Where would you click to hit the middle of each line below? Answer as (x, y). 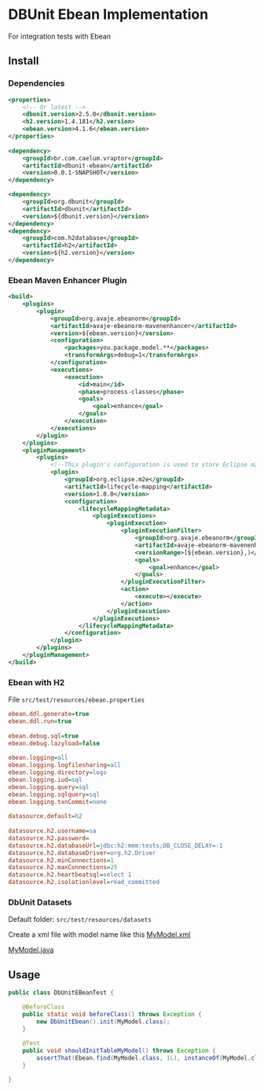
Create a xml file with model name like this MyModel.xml (99, 934)
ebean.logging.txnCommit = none (58, 802)
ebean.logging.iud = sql (45, 780)
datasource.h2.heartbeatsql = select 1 (70, 875)
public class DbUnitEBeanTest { (61, 993)
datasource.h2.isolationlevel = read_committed (84, 883)
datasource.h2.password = (49, 838)
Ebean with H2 (37, 682)
